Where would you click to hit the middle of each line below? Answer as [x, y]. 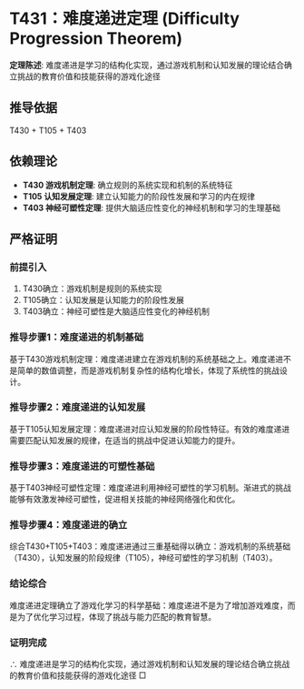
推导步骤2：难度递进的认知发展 [78, 408]
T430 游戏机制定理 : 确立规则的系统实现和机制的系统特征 [127, 185]
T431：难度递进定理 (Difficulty [125, 19]
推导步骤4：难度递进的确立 [69, 525]
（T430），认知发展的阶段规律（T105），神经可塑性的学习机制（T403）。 [144, 558]
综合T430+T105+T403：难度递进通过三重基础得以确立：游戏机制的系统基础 [150, 546]
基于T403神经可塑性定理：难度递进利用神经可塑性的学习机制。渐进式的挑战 [151, 488]
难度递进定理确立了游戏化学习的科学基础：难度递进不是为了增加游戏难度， [148, 605]
